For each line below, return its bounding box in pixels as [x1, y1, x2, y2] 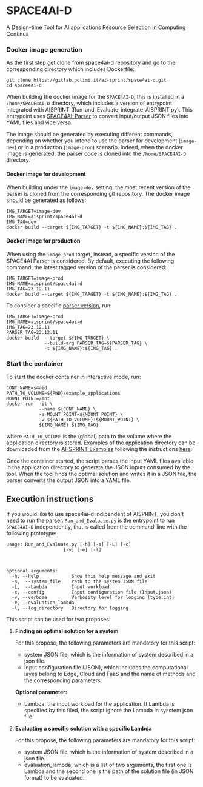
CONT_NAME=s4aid [6, 384, 47, 391]
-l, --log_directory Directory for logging [12, 604, 129, 611]
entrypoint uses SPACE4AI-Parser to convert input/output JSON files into [6, 113, 189, 120]
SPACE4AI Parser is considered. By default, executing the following [6, 257, 175, 264]
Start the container [6, 359, 64, 367]
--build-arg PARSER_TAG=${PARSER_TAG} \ [44, 340, 148, 346]
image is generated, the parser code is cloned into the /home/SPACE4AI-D [6, 150, 187, 158]
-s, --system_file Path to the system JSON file [12, 578, 148, 584]
